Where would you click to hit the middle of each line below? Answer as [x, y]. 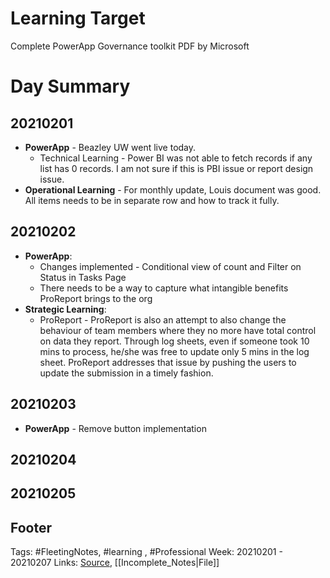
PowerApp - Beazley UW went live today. [110, 147]
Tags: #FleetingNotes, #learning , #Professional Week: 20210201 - [146, 552]
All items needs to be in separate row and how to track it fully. [152, 200]
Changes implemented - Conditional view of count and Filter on [170, 266]
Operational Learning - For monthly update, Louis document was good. [173, 189]
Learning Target [78, 18]
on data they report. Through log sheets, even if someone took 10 [174, 341]
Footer [31, 527]
